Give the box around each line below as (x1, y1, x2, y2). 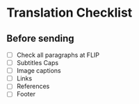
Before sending (6, 33, 74, 44)
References (16, 82, 50, 91)
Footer (16, 90, 36, 98)
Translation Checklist (6, 5, 133, 21)
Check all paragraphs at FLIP (16, 51, 100, 59)
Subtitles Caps (16, 59, 59, 67)
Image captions (16, 67, 61, 75)
